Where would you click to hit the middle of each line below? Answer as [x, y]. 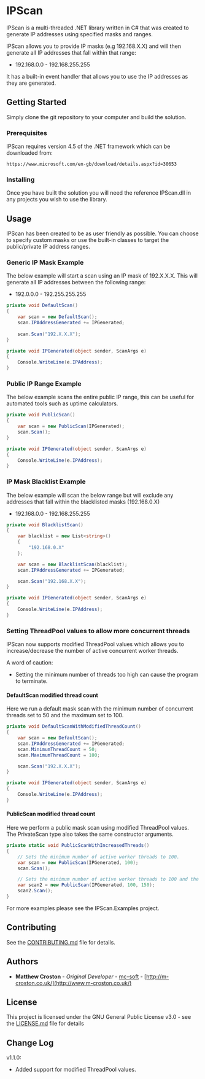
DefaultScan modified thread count [52, 695]
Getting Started [37, 102]
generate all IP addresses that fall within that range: [72, 52]
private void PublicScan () [41, 415]
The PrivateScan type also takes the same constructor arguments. [90, 834]
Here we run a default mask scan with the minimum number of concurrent [100, 709]
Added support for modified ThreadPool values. [75, 1070]
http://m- [158, 976]
